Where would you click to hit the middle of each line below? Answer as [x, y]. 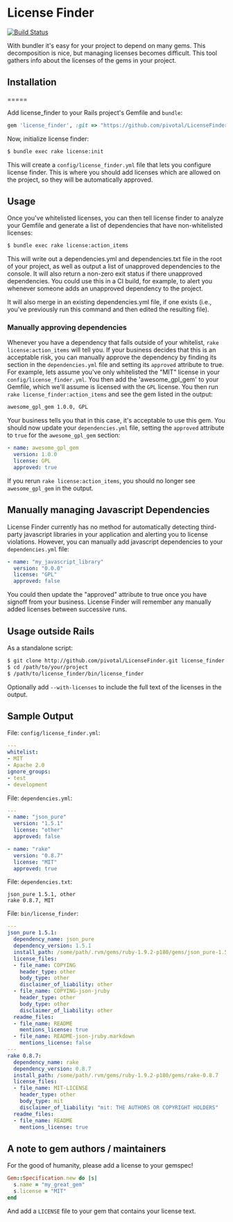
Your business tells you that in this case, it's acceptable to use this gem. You [116, 421]
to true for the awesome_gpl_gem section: [64, 435]
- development [28, 785]
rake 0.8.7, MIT [31, 901]
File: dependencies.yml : [40, 798]
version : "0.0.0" [38, 568]
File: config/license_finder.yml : [54, 733]
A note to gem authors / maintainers [87, 1149]
